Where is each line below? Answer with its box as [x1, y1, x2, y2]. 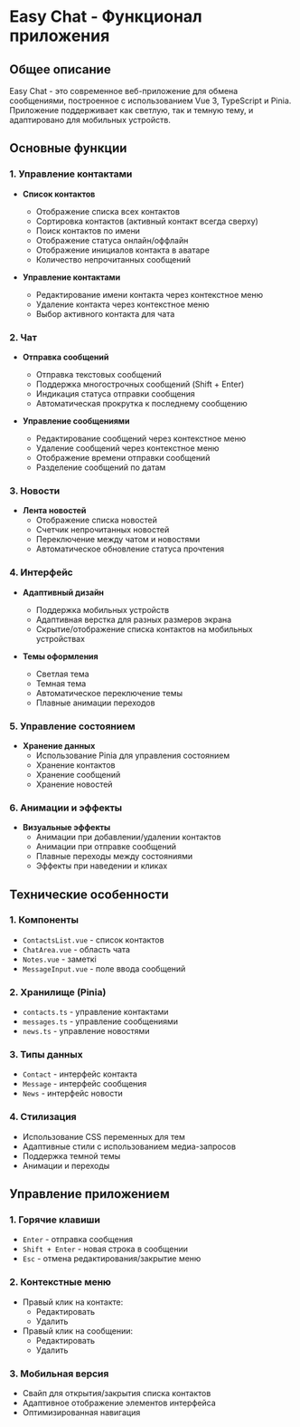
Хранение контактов [35, 759, 116, 771]
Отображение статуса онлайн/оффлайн [35, 235, 189, 245]
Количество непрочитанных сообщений [35, 254, 192, 264]
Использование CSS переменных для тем [22, 1131, 185, 1142]
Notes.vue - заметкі [22, 953, 97, 964]
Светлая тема [35, 668, 89, 679]
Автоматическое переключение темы [35, 687, 183, 698]
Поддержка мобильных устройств [35, 604, 170, 615]
